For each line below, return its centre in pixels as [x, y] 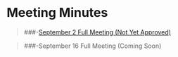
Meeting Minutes [57, 13]
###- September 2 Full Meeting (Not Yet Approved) [97, 32]
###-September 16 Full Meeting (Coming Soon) [93, 46]
